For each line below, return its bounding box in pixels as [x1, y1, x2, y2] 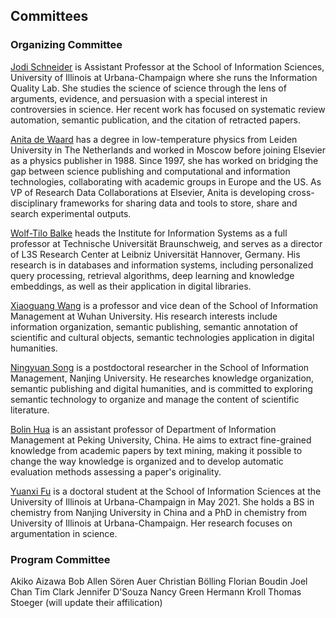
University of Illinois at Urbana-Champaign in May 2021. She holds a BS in [10, 495, 315, 508]
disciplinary [10, 197, 58, 209]
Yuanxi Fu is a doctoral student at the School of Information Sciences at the [10, 485, 322, 497]
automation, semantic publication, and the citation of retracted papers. [10, 114, 301, 126]
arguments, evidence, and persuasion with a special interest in [10, 92, 268, 104]
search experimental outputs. [10, 207, 132, 219]
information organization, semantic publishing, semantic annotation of [10, 320, 299, 333]
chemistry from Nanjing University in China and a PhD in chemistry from [10, 506, 308, 518]
